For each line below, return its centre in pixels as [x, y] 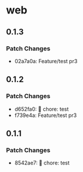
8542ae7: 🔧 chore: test [42, 163]
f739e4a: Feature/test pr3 [46, 115]
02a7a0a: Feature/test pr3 [46, 61]
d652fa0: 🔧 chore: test [41, 109]
